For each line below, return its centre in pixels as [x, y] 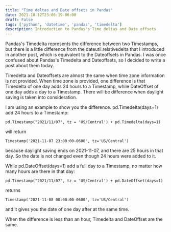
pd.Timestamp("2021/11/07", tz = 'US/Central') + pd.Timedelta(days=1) [83, 122]
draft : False [19, 20]
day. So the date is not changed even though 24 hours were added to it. [81, 156]
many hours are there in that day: [40, 171]
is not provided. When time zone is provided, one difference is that [75, 81]
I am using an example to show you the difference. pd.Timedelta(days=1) [82, 107]
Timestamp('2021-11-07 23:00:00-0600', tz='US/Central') [67, 141]
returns [13, 190]
